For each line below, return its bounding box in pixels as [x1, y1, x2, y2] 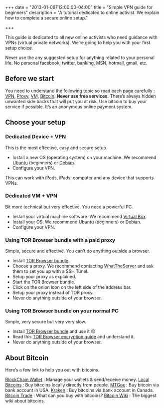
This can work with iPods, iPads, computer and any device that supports [5, 175, 154, 181]
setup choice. [5, 45, 33, 51]
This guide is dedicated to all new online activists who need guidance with [5, 35, 158, 40]
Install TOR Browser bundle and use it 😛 [12, 328, 96, 334]
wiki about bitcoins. [5, 398, 45, 404]
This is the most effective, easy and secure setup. [5, 145, 108, 151]
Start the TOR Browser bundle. [12, 279, 76, 285]
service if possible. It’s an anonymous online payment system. [5, 104, 133, 110]
